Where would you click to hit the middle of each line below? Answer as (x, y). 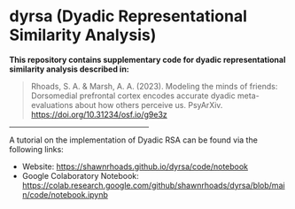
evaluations (52, 104)
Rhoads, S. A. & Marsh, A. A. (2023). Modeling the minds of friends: (154, 86)
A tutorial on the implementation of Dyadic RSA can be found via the (134, 140)
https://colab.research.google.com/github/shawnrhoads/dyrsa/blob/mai (153, 185)
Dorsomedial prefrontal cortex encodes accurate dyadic (133, 96)
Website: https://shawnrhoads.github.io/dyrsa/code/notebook (135, 166)
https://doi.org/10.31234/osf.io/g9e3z (99, 114)
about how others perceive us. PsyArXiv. (149, 104)
